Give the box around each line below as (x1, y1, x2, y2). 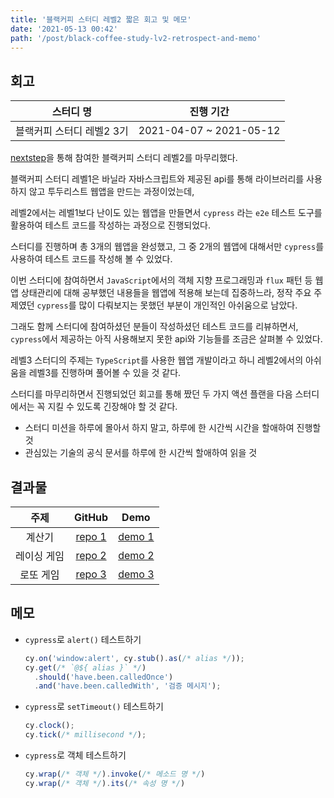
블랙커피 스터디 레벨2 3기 (15, 124, 129, 138)
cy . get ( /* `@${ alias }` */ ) (24, 662, 147, 673)
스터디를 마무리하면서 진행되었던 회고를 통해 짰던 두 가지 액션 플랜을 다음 (10, 388, 293, 400)
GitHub (73, 511, 109, 524)
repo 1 (75, 530, 107, 543)
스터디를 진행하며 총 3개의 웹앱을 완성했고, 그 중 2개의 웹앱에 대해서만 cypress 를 (10, 241, 325, 253)
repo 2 (75, 549, 107, 562)
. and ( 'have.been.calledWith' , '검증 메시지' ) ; (34, 681, 222, 691)
